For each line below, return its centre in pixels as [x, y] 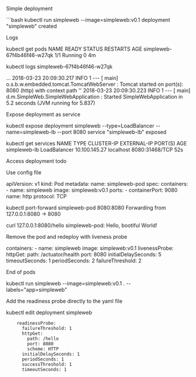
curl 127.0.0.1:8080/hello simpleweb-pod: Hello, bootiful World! [82, 225]
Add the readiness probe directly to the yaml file [64, 301]
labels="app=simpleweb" [37, 290]
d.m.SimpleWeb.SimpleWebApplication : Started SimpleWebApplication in [94, 97]
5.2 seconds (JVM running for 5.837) [51, 103]
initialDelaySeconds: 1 [51, 354]
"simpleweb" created [32, 26]
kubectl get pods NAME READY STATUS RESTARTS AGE [74, 49]
